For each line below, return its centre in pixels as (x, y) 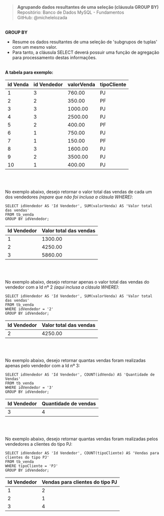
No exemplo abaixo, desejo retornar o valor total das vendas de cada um (79, 192)
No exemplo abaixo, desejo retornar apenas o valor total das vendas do (77, 282)
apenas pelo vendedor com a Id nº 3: (42, 366)
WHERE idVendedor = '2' (29, 309)
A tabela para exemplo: (29, 72)
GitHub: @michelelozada (42, 17)
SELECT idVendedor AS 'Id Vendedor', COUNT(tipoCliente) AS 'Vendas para (82, 453)
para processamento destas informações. (55, 58)
